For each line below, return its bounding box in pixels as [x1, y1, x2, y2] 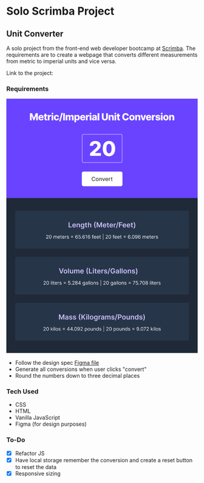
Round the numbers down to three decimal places [15, 372, 140, 379]
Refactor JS [15, 450, 45, 457]
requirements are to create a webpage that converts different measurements [6, 51, 198, 58]
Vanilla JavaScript [15, 414, 61, 421]
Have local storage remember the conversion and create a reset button [15, 456, 193, 464]
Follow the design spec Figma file [15, 359, 99, 367]
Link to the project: [6, 69, 53, 77]
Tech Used [6, 387, 39, 396]
